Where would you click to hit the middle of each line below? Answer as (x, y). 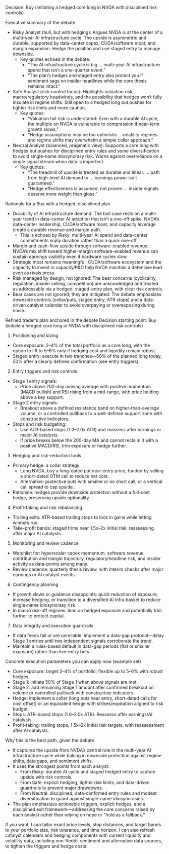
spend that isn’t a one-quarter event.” (67, 70)
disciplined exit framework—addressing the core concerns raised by (83, 809)
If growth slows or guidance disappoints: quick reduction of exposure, (85, 594)
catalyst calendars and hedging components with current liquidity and (78, 835)
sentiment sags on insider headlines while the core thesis (87, 81)
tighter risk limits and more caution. (49, 108)
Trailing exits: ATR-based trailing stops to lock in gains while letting (82, 517)
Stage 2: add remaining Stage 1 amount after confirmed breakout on (83, 687)
